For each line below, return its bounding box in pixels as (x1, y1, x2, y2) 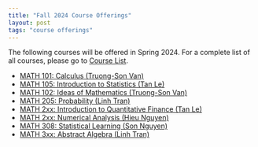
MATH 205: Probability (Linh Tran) (19, 96, 131, 106)
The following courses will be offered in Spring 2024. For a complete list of (8, 48, 250, 57)
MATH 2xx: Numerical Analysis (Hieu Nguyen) (19, 113, 169, 123)
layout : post (8, 19, 51, 27)
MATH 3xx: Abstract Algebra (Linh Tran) (19, 130, 150, 139)
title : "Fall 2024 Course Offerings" (8, 11, 132, 20)
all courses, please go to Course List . (8, 56, 128, 65)
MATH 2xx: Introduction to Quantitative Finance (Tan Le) (19, 105, 203, 114)
